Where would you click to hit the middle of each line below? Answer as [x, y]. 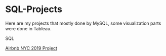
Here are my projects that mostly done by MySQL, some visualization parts [83, 23]
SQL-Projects [34, 9]
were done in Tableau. [28, 28]
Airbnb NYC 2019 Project [31, 48]
